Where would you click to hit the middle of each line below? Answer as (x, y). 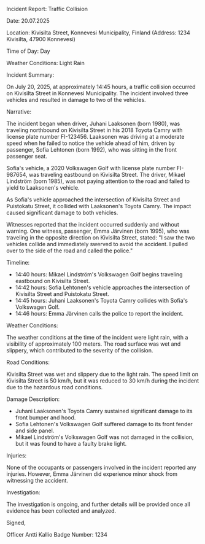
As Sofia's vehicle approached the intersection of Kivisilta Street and (93, 200)
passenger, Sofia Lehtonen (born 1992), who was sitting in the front (91, 150)
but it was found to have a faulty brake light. (71, 444)
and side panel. (35, 430)
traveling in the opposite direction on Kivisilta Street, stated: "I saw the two (101, 238)
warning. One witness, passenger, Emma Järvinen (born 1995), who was (98, 231)
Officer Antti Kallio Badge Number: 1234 (57, 534)
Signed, (16, 523)
